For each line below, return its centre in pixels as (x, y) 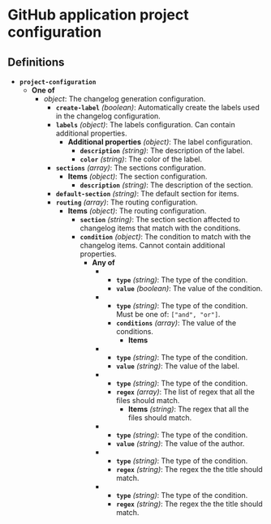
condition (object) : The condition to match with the (166, 236)
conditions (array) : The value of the (176, 323)
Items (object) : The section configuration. (138, 176)
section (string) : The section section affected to (160, 219)
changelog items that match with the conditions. (160, 228)
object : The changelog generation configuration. (125, 99)
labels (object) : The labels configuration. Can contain (146, 125)
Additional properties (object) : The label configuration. (160, 142)
